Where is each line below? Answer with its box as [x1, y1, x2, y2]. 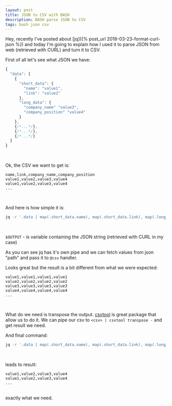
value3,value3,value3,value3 [5, 283, 68, 288]
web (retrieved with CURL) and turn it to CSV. [5, 47, 101, 53]
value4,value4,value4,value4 [5, 288, 68, 293]
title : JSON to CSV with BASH [5, 12, 70, 17]
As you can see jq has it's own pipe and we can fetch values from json [5, 249, 154, 255]
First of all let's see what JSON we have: [5, 57, 91, 63]
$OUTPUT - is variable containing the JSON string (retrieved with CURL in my [5, 234, 164, 240]
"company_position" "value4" [24, 110, 86, 115]
